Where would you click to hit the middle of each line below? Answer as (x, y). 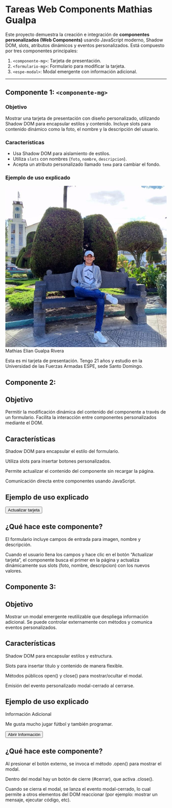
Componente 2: (31, 382)
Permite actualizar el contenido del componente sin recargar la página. (80, 471)
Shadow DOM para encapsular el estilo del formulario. (62, 451)
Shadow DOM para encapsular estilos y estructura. (59, 656)
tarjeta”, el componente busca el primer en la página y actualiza (72, 560)
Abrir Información (24, 735)
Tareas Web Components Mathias (79, 9)
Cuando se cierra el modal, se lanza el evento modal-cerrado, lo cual (78, 789)
